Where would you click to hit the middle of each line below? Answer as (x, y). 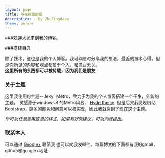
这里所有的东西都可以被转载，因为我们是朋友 (50, 71)
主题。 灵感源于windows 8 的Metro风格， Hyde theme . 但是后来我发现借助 (81, 102)
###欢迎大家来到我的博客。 (33, 38)
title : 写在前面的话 (24, 14)
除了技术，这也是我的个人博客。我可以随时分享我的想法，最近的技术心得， (80, 59)
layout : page (18, 10)
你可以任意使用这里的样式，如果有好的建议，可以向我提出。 (65, 119)
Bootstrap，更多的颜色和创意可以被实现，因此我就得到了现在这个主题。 (77, 109)
